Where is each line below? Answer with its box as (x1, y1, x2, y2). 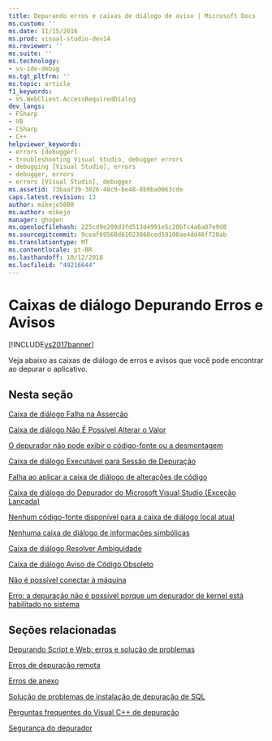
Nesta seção (8, 387, 74, 402)
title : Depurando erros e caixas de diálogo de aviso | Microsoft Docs (8, 11, 256, 20)
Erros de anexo (8, 676, 59, 686)
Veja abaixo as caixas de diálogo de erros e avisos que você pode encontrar (8, 355, 264, 365)
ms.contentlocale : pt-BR (8, 246, 93, 254)
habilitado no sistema (8, 600, 80, 610)
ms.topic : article (8, 80, 71, 88)
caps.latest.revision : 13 (8, 192, 96, 201)
